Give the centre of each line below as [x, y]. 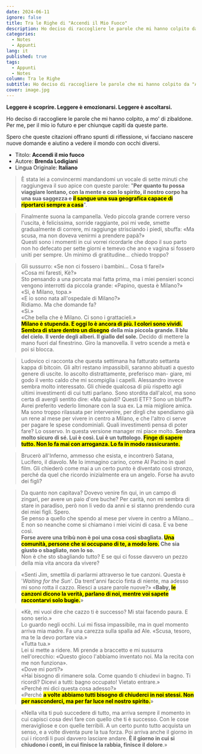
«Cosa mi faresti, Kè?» [49, 272]
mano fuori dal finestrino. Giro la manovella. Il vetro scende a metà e [106, 342]
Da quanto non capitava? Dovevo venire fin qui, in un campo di [98, 493]
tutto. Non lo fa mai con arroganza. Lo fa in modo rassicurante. [100, 444]
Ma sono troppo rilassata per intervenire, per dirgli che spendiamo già [107, 412]
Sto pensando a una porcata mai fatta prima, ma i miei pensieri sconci [107, 279]
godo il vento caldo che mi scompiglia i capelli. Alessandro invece [103, 380]
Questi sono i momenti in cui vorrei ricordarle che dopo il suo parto [104, 242]
